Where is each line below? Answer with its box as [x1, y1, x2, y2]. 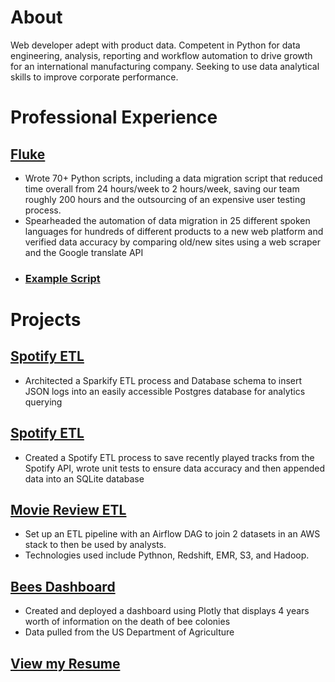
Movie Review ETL [10, 502, 127, 519]
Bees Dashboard [10, 578, 116, 595]
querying [24, 396, 63, 408]
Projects [10, 309, 82, 331]
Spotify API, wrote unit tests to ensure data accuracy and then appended [24, 462, 326, 474]
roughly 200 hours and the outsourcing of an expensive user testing [24, 193, 306, 205]
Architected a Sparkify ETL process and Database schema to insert [24, 374, 303, 386]
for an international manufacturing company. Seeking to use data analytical [10, 60, 320, 72]
